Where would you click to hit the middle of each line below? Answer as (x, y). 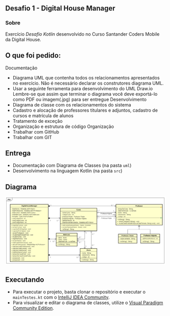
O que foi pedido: (33, 56)
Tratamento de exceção (37, 121)
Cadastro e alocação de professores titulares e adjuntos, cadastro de (85, 110)
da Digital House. (23, 39)
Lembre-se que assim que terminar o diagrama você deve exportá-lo (85, 94)
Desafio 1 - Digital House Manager (60, 8)
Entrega (18, 153)
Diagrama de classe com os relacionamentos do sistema (72, 104)
